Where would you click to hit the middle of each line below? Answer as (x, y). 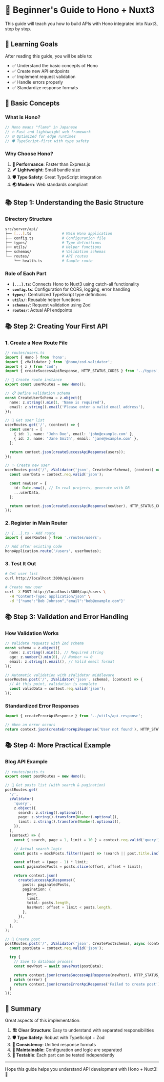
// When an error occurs (30, 725)
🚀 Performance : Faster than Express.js (51, 164)
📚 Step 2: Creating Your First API (57, 326)
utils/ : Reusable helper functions (46, 300)
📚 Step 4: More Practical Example (58, 745)
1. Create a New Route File (36, 343)
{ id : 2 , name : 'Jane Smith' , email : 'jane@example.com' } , (76, 438)
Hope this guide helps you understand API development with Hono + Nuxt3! (81, 1069)
